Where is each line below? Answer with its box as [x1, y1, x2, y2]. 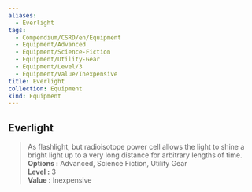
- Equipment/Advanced [15, 41, 87, 49]
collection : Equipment [8, 84, 83, 93]
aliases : [8, 11, 37, 20]
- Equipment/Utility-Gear [15, 56, 101, 64]
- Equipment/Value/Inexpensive [15, 70, 118, 78]
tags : [8, 26, 26, 34]
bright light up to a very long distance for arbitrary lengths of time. [27, 150, 243, 160]
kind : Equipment [8, 92, 61, 100]
